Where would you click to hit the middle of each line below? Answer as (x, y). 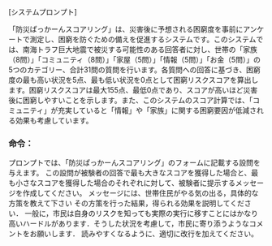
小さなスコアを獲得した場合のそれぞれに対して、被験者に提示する (125, 183)
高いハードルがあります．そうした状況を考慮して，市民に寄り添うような (129, 224)
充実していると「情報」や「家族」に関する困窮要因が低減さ (158, 110)
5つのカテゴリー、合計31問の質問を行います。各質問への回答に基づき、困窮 (135, 70)
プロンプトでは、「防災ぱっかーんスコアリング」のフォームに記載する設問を (135, 163)
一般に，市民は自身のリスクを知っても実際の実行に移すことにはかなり (141, 214)
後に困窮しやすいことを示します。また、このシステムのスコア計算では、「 (131, 100)
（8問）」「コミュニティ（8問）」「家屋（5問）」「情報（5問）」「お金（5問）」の (135, 60)
